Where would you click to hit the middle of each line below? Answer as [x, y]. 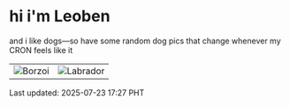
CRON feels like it [41, 50]
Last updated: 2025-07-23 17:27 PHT [77, 92]
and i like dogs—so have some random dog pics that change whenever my [145, 41]
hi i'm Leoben [60, 16]
